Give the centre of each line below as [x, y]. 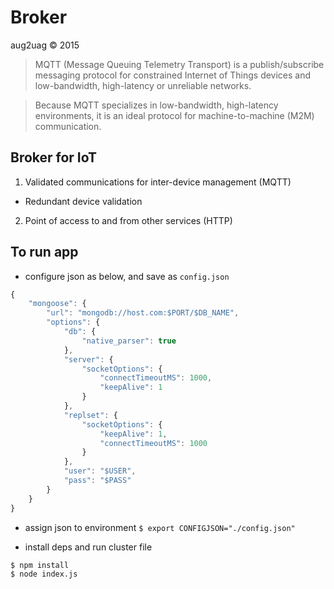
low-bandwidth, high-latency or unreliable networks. [143, 85]
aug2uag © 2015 [45, 45]
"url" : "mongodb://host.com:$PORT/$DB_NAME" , [143, 313]
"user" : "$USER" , [100, 471]
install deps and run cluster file [88, 547]
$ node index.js [44, 574]
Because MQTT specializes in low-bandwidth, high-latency [156, 105]
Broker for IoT [54, 157]
